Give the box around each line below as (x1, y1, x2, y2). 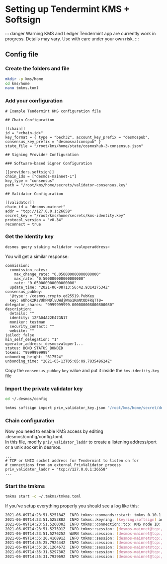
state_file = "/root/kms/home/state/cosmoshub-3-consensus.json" (5, 143, 143, 149)
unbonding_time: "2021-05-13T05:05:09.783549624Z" (5, 359, 112, 364)
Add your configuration (5, 97, 63, 104)
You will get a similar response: (5, 253, 69, 259)
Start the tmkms (5, 483, 45, 489)
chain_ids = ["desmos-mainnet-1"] (5, 174, 77, 179)
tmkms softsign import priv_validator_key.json (5, 405, 106, 410)
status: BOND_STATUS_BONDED (5, 345, 64, 351)
